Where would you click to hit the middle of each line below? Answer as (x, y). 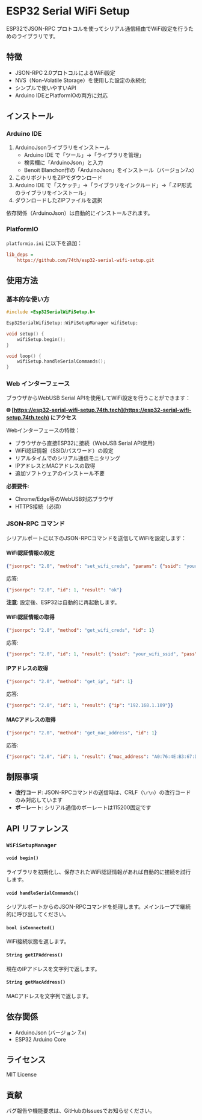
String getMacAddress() (36, 982)
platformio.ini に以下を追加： (44, 243)
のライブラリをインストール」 (52, 193)
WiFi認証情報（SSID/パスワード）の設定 (64, 451)
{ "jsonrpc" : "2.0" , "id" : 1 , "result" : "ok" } (64, 590)
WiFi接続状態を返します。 (38, 941)
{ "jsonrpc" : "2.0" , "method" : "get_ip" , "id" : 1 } (70, 681)
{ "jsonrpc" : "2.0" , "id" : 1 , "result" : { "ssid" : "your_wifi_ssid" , (93, 654)
